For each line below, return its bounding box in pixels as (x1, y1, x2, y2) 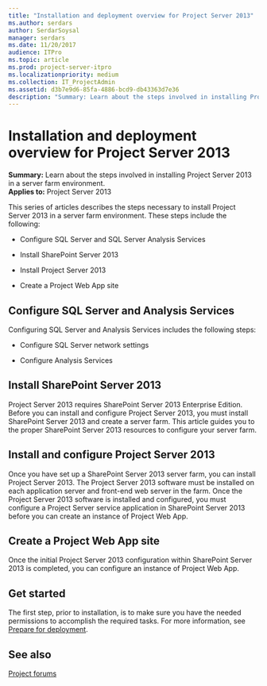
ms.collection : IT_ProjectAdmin (8, 78, 115, 86)
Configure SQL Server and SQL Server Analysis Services (19, 235, 206, 245)
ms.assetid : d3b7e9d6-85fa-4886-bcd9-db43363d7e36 (8, 85, 180, 94)
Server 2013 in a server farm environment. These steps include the (8, 211, 227, 221)
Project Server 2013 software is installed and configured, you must (8, 494, 226, 504)
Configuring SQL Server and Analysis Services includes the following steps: (8, 325, 257, 334)
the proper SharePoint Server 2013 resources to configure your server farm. (8, 425, 257, 434)
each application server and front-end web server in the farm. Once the (8, 486, 243, 495)
